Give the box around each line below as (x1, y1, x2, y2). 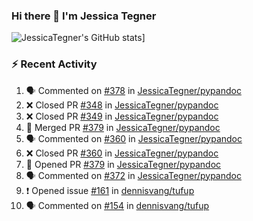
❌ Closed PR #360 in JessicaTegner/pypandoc (25, 147, 219, 159)
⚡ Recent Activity (11, 57, 98, 71)
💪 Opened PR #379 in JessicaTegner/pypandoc (25, 158, 222, 170)
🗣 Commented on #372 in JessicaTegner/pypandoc (25, 169, 242, 181)
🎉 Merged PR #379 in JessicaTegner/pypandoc (25, 121, 221, 133)
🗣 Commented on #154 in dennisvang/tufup (25, 199, 210, 211)
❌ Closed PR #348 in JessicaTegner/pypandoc (25, 99, 219, 111)
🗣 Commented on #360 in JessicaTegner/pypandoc (25, 132, 243, 144)
